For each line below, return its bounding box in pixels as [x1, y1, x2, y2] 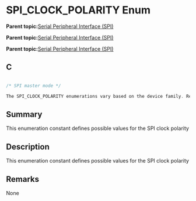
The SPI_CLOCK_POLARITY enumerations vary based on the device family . [6, 93, 184, 99]
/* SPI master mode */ [6, 83, 61, 89]
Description [6, 142, 50, 151]
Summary [6, 109, 43, 119]
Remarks [6, 174, 40, 184]
